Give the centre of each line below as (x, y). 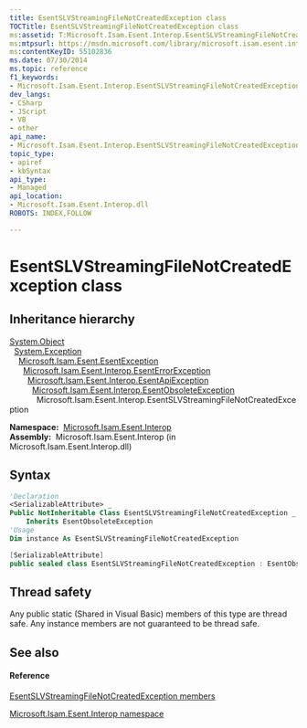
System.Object (37, 341)
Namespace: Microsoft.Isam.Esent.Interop (90, 427)
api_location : (37, 196)
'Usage (22, 531)
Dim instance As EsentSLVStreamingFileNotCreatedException (124, 538)
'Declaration (34, 496)
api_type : (28, 179)
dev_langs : (30, 94)
